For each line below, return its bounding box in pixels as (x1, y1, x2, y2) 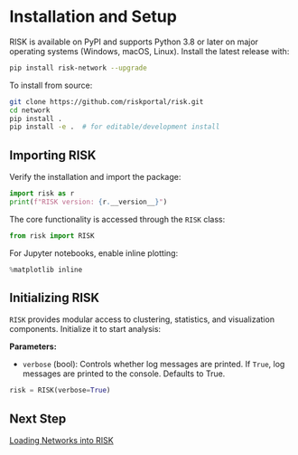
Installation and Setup (9, 6, 178, 27)
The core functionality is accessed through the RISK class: (9, 213, 226, 224)
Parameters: (9, 341, 57, 352)
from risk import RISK (9, 231, 95, 241)
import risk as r (9, 189, 75, 198)
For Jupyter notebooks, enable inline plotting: (9, 247, 179, 259)
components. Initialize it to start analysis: (9, 324, 161, 335)
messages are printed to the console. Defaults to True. (22, 368, 226, 379)
